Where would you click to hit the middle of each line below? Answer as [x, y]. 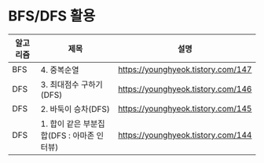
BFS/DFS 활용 [52, 16]
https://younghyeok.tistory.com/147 [185, 69]
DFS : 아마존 [73, 136]
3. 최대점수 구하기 [72, 85]
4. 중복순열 [60, 70]
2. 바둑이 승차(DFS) [75, 109]
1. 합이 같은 [61, 124]
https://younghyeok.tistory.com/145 [185, 108]
